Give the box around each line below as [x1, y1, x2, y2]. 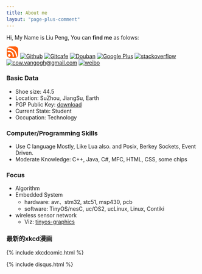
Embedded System [15, 191, 63, 198]
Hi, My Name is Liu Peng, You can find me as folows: [6, 33, 139, 41]
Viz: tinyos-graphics [24, 218, 75, 225]
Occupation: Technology [15, 113, 77, 121]
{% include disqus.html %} [6, 261, 74, 268]
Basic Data [6, 74, 39, 82]
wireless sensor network [15, 212, 77, 219]
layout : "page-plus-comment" [6, 16, 80, 23]
